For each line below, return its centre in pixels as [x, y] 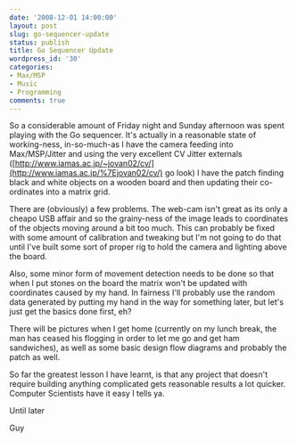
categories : [31, 68]
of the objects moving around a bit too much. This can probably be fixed [142, 228]
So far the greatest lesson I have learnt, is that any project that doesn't [139, 374]
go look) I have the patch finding [224, 173]
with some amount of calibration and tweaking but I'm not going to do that [145, 238]
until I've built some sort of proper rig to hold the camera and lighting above [148, 247]
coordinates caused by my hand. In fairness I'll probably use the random [142, 293]
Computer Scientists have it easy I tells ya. [87, 394]
